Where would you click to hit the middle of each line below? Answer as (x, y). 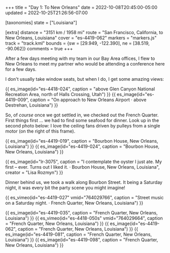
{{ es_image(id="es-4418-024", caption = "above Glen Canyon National (80, 89)
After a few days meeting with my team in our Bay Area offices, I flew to (80, 58)
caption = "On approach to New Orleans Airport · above (88, 100)
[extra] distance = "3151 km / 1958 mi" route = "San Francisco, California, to (84, 32)
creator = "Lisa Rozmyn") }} (34, 172)
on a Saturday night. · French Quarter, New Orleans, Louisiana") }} (74, 203)
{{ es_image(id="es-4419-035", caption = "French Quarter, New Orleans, (81, 213)
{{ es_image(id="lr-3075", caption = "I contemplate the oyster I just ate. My (84, 162)
